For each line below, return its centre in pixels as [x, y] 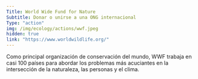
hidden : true [23, 34]
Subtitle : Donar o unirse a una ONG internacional [71, 17]
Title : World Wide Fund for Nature [51, 12]
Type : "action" [25, 23]
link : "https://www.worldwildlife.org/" [58, 39]
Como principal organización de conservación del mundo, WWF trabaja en [99, 57]
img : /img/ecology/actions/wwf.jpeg [52, 28]
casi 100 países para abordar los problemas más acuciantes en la [88, 63]
